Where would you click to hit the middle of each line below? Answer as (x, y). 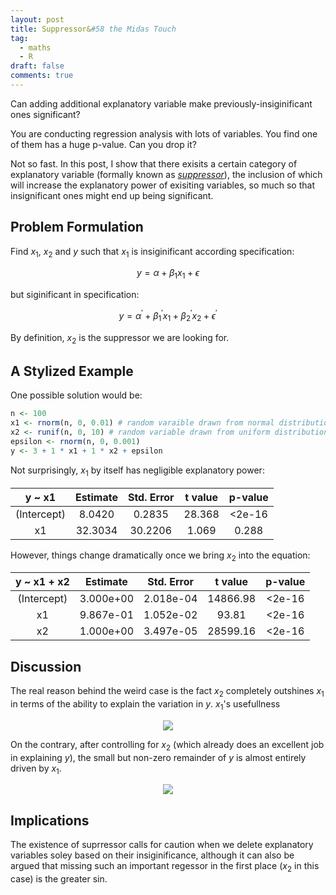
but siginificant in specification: (75, 295)
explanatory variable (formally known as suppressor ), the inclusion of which (166, 174)
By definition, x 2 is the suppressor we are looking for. (120, 338)
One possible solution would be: (76, 395)
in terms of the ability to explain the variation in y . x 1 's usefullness (145, 704)
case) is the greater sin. (59, 878)
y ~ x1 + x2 (42, 582)
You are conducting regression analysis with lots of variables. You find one (164, 133)
